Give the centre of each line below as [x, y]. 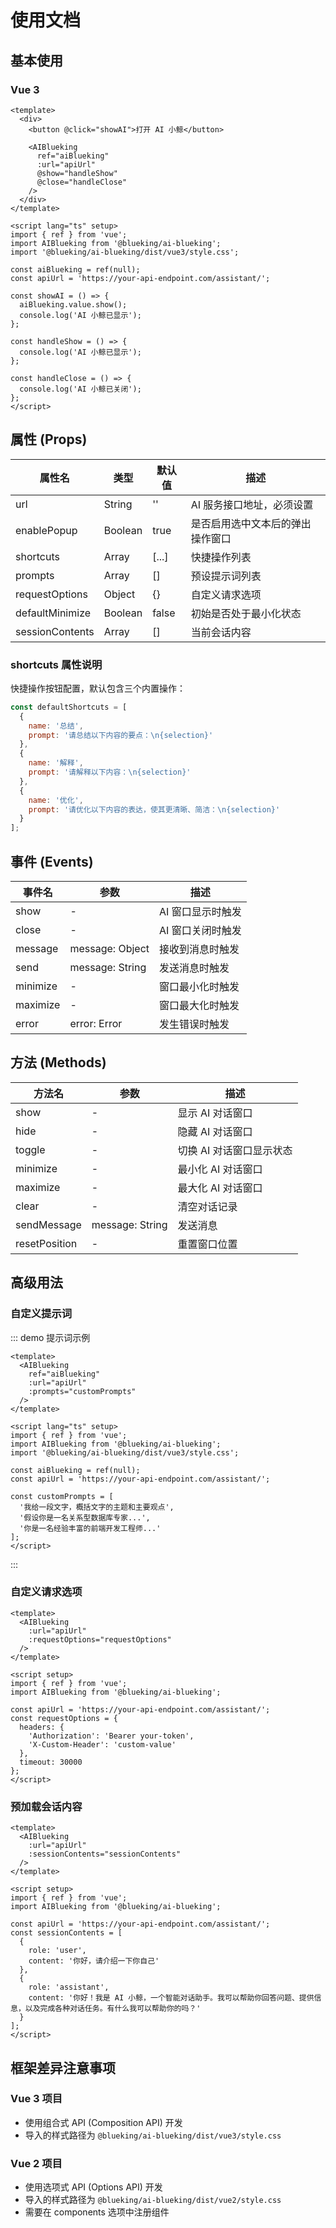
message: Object [109, 949]
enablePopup [46, 530]
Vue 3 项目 [36, 2099]
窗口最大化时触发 [199, 1006]
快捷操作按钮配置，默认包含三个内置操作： [98, 688]
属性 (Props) [49, 439]
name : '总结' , [56, 726]
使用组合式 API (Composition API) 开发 [103, 2122]
